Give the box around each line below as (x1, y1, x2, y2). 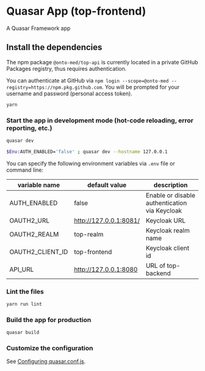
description (153, 180, 188, 189)
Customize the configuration (6, 343, 93, 352)
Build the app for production (6, 315, 92, 324)
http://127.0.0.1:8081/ (74, 216, 140, 224)
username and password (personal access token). (6, 90, 132, 97)
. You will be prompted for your (101, 83, 180, 90)
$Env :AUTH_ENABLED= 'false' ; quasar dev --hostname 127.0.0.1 (6, 149, 168, 155)
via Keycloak (145, 206, 182, 215)
